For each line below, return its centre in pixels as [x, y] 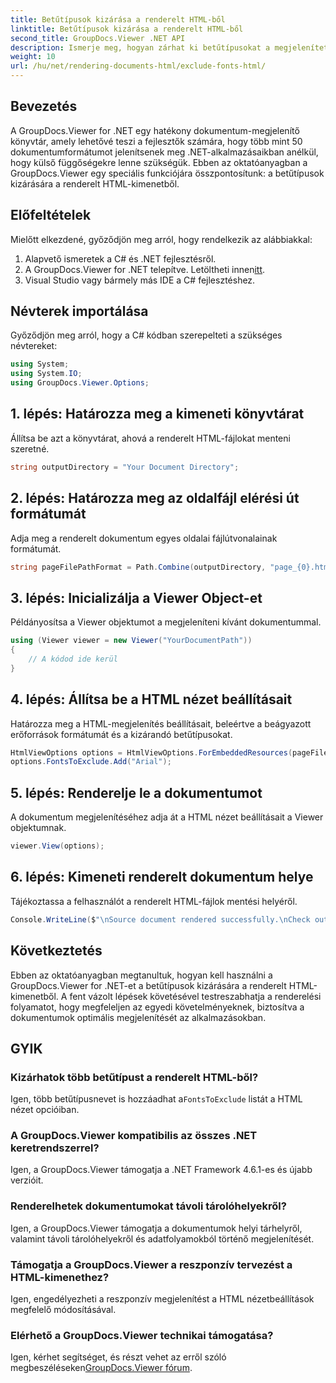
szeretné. [30, 448]
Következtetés [56, 951]
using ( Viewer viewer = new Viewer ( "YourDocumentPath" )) [131, 641]
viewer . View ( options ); [57, 846]
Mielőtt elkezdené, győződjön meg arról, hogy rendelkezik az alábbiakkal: [161, 239]
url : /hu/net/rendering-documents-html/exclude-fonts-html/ [138, 66]
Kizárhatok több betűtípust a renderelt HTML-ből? [134, 1077]
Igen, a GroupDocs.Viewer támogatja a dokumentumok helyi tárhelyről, [156, 1228]
